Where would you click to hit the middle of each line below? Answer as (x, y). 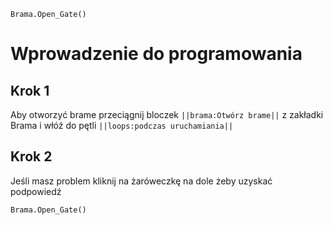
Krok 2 (31, 156)
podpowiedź (36, 191)
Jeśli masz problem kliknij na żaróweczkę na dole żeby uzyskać (141, 181)
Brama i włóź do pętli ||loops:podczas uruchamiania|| (122, 125)
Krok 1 (30, 90)
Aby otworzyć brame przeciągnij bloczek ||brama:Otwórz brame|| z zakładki (167, 114)
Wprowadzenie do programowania (156, 54)
